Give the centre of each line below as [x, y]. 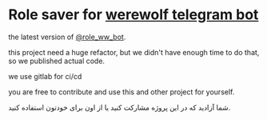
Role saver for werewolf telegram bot [133, 15]
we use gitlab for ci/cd [45, 76]
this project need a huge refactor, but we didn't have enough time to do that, [134, 52]
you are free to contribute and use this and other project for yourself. [122, 92]
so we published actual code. [57, 61]
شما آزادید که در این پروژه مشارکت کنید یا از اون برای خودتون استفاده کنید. [120, 107]
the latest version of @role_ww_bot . [67, 37]
